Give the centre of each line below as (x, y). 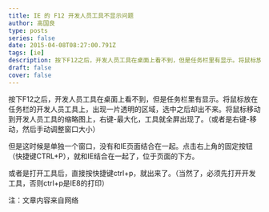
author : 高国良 (32, 23)
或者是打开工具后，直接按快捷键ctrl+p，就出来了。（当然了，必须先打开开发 (132, 173)
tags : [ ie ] (26, 53)
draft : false (30, 68)
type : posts (28, 30)
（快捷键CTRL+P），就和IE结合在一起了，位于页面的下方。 (104, 156)
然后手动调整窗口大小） (61, 129)
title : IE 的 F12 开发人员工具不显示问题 (71, 16)
